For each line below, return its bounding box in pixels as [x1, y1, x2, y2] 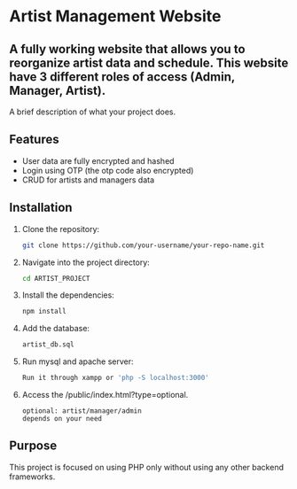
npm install [21, 307, 66, 316]
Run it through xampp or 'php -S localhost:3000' [21, 374, 210, 383]
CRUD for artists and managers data [21, 175, 155, 185]
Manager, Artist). [9, 82, 106, 98]
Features [9, 132, 59, 147]
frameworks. [9, 471, 56, 482]
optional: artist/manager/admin [21, 407, 142, 415]
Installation [9, 200, 73, 215]
